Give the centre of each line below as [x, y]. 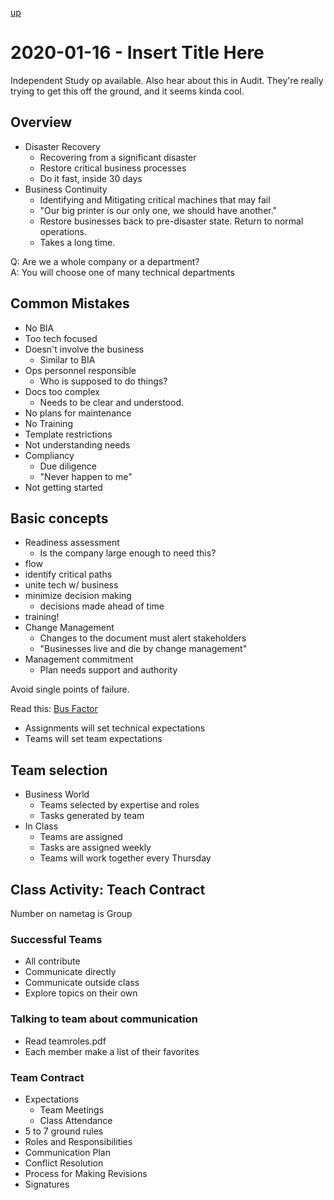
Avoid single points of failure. [70, 689]
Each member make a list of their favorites [112, 1051]
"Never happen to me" [86, 476]
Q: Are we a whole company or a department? [105, 261]
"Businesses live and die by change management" [143, 649]
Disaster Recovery [62, 146]
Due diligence [68, 466]
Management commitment [79, 659]
